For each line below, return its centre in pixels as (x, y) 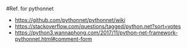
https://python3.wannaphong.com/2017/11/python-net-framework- (96, 33)
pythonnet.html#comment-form (53, 39)
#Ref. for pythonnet (30, 9)
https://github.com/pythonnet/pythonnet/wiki (70, 20)
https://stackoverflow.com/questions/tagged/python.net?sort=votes (98, 26)
